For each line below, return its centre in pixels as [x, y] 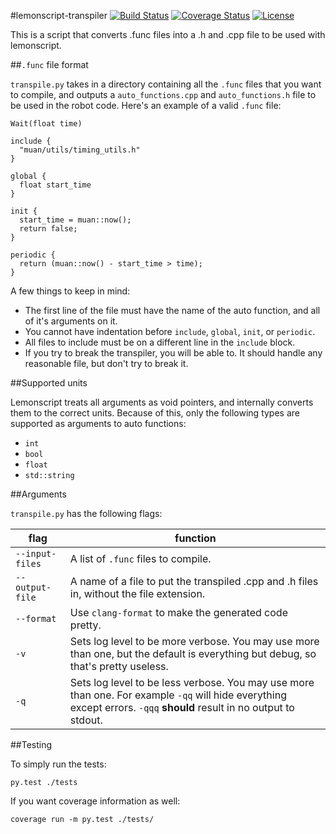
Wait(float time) [46, 124]
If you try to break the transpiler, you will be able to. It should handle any [173, 353]
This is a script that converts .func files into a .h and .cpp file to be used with [168, 34]
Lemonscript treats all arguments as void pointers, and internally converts [162, 402]
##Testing [31, 744]
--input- [36, 553]
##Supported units [49, 383]
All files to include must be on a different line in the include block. [160, 342]
